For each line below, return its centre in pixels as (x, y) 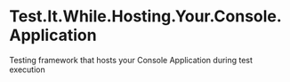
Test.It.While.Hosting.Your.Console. (145, 16)
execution (28, 70)
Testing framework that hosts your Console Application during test (131, 60)
